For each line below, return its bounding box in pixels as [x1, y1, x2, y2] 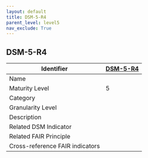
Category [9, 94, 36, 102]
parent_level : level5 [6, 20, 60, 25]
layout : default [6, 8, 46, 15]
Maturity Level [9, 84, 49, 92]
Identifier [41, 65, 68, 73]
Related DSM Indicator [9, 122, 72, 131]
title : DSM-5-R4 [6, 14, 46, 20]
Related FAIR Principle [9, 133, 71, 141]
